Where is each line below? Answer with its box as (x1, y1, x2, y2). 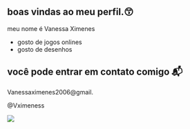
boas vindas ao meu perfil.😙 (7, 6, 134, 18)
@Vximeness (7, 101, 45, 110)
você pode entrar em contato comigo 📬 (7, 66, 183, 78)
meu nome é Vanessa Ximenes (7, 24, 95, 32)
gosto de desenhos (17, 45, 73, 53)
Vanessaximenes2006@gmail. (7, 88, 94, 96)
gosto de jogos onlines (17, 38, 82, 46)
